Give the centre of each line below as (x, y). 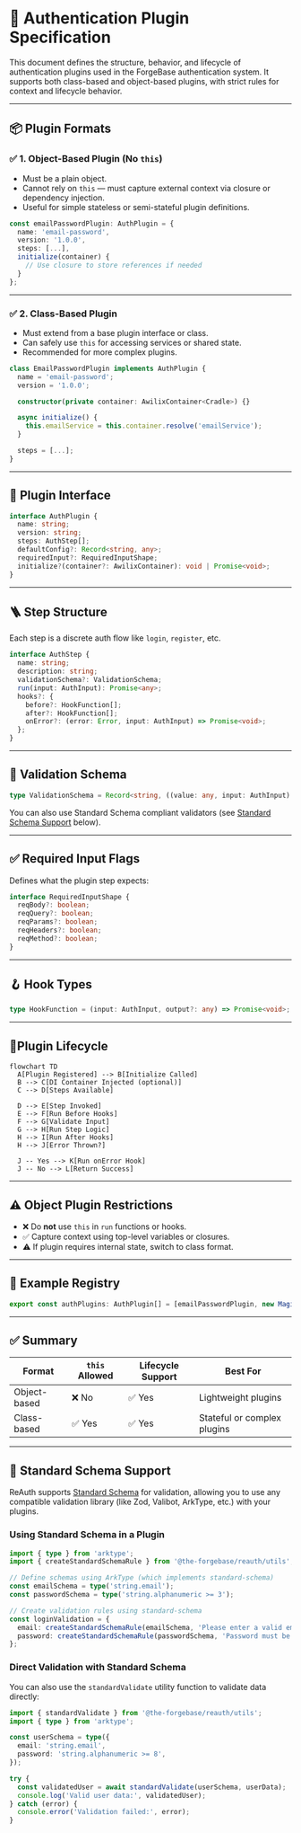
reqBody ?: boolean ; (54, 905)
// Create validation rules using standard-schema (106, 1611)
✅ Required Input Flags (75, 859)
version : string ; (50, 533)
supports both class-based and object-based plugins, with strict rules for (144, 81)
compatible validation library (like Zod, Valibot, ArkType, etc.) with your (140, 1502)
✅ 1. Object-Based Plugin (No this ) (86, 159)
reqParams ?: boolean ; (58, 922)
